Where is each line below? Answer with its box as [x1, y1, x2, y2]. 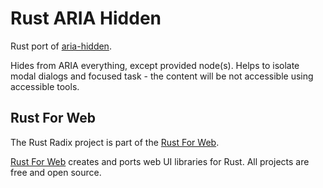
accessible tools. [10, 80, 80, 92]
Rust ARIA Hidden [10, 7, 162, 30]
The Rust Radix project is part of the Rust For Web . [10, 136, 220, 148]
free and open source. [10, 166, 102, 178]
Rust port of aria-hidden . [10, 40, 112, 52]
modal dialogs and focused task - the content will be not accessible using [10, 70, 314, 82]
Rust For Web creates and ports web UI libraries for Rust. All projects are [10, 155, 310, 167]
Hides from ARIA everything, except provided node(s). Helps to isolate [10, 59, 300, 71]
